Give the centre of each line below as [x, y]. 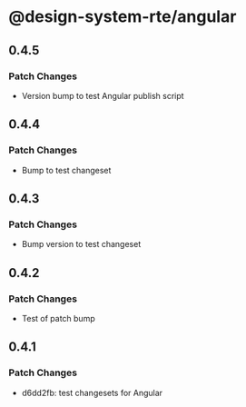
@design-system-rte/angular [123, 17]
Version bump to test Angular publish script [103, 95]
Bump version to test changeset [81, 244]
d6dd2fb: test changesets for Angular [92, 392]
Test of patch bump [59, 318]
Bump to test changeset [66, 170]
